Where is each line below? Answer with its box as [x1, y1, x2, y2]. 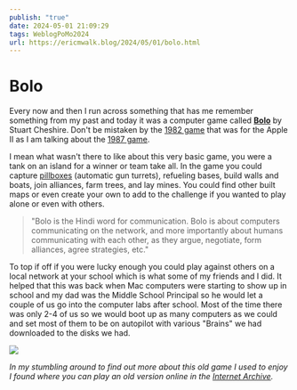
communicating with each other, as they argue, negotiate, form [30, 235, 262, 246]
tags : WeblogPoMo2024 [9, 29, 90, 38]
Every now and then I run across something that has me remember [9, 106, 253, 117]
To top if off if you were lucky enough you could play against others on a [9, 262, 276, 272]
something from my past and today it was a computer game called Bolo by [9, 115, 283, 126]
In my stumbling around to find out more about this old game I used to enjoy [9, 362, 288, 372]
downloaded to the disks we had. [9, 328, 131, 338]
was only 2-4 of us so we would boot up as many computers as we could [9, 309, 278, 320]
